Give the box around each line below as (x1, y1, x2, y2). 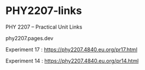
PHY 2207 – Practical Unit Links (5, 23, 83, 30)
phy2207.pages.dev (5, 34, 54, 41)
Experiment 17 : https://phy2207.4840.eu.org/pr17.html (5, 45, 138, 53)
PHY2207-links (5, 4, 83, 17)
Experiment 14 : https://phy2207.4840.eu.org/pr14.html (5, 57, 139, 64)
